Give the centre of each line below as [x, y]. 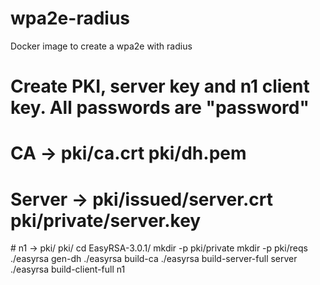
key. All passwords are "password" [160, 108]
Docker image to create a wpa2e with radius [101, 46]
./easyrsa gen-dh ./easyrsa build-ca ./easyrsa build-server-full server [154, 259]
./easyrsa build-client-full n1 [68, 269]
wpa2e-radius [70, 18]
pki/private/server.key [106, 220]
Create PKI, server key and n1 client [160, 86]
